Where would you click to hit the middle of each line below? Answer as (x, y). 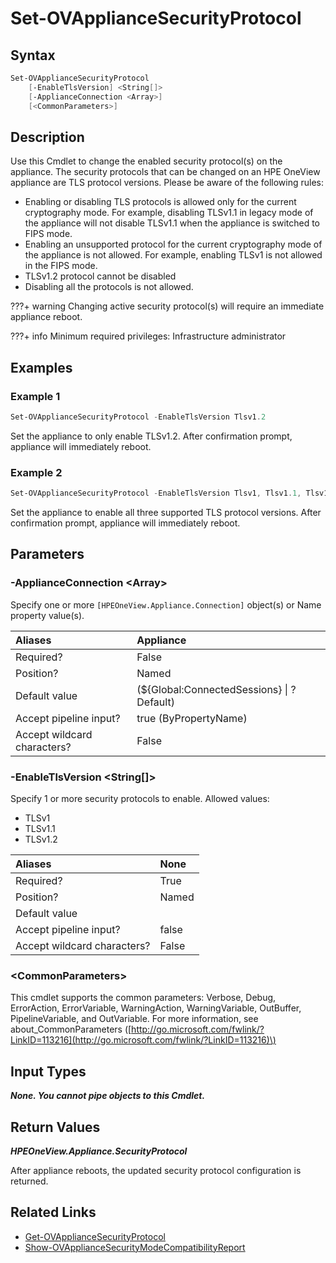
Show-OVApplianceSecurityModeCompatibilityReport (135, 1247)
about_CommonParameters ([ (71, 1029)
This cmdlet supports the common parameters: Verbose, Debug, (143, 998)
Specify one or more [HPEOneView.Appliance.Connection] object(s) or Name (166, 604)
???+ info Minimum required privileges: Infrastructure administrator (148, 336)
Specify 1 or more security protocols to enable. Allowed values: (140, 799)
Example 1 (35, 396)
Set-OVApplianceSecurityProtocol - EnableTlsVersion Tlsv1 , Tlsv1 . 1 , (156, 493)
